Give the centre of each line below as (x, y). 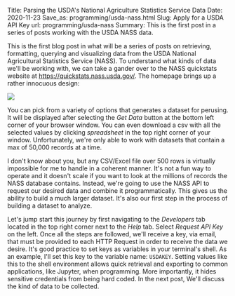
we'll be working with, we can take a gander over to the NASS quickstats (112, 68)
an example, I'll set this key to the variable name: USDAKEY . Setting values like (117, 256)
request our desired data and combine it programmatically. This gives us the (117, 191)
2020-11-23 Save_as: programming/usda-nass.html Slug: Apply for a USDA (116, 18)
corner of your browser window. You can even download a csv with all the (114, 125)
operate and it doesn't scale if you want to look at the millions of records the (117, 176)
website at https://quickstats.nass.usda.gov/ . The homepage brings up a (112, 76)
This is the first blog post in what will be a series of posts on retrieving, (109, 46)
